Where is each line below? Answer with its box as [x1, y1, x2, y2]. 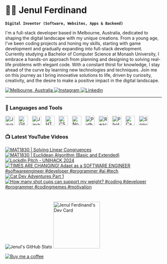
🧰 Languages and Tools [5, 104, 63, 111]
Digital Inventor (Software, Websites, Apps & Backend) [5, 21, 123, 26]
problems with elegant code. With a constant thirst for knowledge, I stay [12, 61, 160, 67]
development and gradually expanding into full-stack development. [5, 45, 143, 51]
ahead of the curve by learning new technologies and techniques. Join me [5, 67, 158, 73]
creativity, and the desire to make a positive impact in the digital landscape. [5, 77, 160, 83]
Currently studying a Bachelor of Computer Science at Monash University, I [5, 51, 160, 57]
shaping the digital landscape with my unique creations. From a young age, [5, 35, 159, 41]
